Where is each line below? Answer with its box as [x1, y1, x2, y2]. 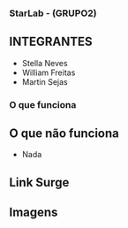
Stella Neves [21, 57, 68, 68]
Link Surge [9, 175, 70, 190]
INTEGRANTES [9, 34, 93, 49]
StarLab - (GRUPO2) [9, 7, 97, 19]
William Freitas [21, 67, 76, 78]
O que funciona [9, 98, 77, 110]
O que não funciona [9, 126, 119, 141]
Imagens [9, 205, 58, 220]
